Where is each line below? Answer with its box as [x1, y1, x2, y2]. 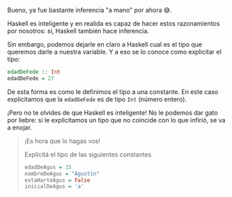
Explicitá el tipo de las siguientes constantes [24, 150, 152, 159]
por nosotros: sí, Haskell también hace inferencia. [7, 27, 150, 35]
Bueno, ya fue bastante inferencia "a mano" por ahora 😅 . [7, 6, 172, 14]
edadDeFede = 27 [7, 74, 54, 82]
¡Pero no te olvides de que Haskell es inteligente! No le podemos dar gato [7, 108, 218, 117]
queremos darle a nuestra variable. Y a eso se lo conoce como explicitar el [7, 48, 222, 56]
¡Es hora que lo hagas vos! [24, 136, 101, 145]
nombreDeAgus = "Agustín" [24, 170, 100, 177]
